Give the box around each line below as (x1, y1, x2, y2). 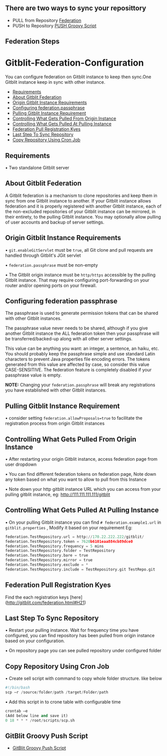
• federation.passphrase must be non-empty (5, 262, 98, 268)
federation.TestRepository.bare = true (5, 553, 88, 558)
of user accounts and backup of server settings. (5, 219, 104, 225)
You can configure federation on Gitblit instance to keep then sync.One (5, 74, 151, 80)
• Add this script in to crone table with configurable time (5, 699, 121, 705)
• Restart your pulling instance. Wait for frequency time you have (5, 627, 139, 633)
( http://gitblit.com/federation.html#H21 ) (5, 599, 86, 606)
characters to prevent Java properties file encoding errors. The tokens (5, 356, 150, 362)
